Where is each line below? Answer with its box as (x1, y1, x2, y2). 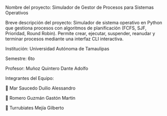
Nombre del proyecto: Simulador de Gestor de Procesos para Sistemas (5, 5, 154, 10)
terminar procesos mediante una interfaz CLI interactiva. (5, 36, 124, 42)
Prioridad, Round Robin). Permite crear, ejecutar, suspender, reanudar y (5, 31, 155, 36)
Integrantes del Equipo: (5, 75, 54, 81)
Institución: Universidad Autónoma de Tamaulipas (5, 46, 109, 51)
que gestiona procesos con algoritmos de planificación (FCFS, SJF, (5, 25, 147, 31)
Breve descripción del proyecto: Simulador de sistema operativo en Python (5, 20, 162, 25)
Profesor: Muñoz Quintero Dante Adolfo (5, 66, 88, 71)
